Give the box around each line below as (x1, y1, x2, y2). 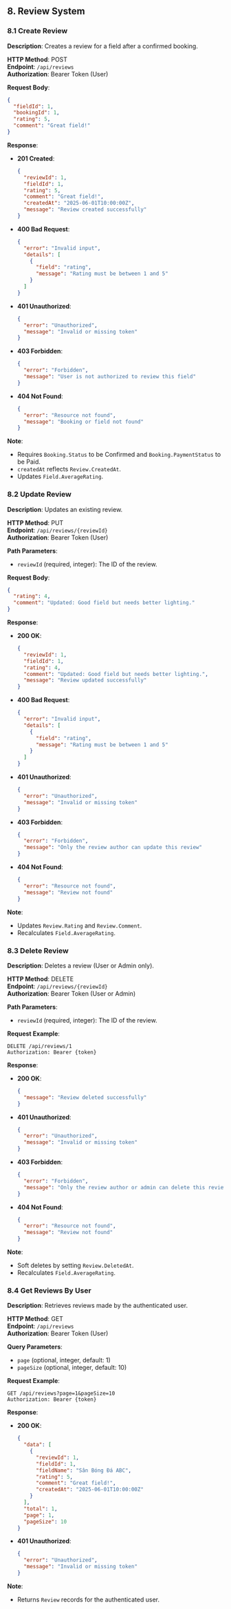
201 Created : (16, 154, 55, 163)
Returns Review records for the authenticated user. (16, 1595, 160, 1603)
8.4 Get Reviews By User (7, 1285, 91, 1295)
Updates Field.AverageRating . (16, 472, 104, 481)
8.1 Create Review (7, 26, 68, 36)
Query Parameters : (7, 1343, 63, 1351)
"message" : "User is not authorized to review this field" (23, 373, 197, 380)
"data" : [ (23, 1442, 52, 1448)
